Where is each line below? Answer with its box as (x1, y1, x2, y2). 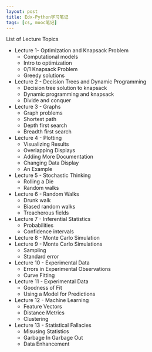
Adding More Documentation (23, 153, 94, 160)
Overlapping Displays (23, 147, 75, 154)
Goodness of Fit (23, 284, 63, 291)
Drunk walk (23, 197, 51, 204)
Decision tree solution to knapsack (23, 85, 107, 92)
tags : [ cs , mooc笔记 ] (6, 19, 58, 25)
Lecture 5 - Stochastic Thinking (14, 172, 91, 179)
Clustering (23, 316, 49, 323)
